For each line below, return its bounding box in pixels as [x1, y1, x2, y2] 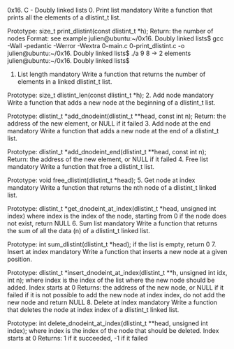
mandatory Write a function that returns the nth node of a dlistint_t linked [7, 184, 217, 191]
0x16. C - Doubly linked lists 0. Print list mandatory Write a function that [7, 6, 213, 14]
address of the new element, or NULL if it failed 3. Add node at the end [7, 119, 211, 128]
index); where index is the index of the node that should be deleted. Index [7, 327, 219, 334]
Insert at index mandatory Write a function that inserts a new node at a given [7, 248, 228, 255]
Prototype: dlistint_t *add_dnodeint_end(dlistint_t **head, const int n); [7, 148, 207, 156]
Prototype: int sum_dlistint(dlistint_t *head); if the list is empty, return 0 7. [7, 240, 217, 248]
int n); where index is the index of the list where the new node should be [7, 276, 215, 284]
